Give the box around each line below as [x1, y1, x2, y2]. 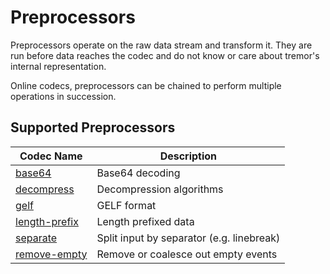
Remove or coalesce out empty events [96, 247, 278, 261]
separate [15, 231, 58, 245]
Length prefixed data [96, 214, 195, 228]
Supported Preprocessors [10, 119, 176, 136]
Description [159, 149, 218, 163]
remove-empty [15, 247, 88, 261]
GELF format [96, 198, 157, 212]
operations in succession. [10, 90, 117, 102]
